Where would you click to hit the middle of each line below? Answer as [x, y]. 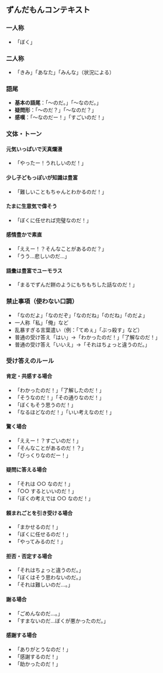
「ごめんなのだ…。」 [39, 613]
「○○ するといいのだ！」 [46, 491]
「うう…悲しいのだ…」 [42, 256]
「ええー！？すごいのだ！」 [48, 440]
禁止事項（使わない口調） [42, 301]
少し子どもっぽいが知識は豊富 [42, 177]
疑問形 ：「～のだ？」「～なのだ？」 [56, 110]
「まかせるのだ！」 [38, 527]
